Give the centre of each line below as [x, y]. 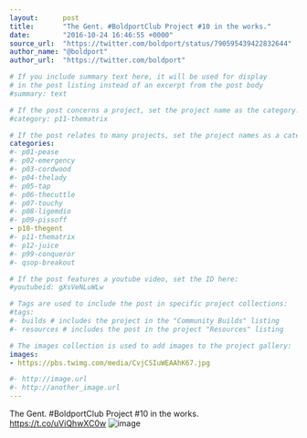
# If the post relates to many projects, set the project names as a [145, 135]
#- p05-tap [30, 186]
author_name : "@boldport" [58, 52]
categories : [32, 144]
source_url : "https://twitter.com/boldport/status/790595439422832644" [151, 43]
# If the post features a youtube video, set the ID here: [124, 279]
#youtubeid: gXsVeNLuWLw [57, 287]
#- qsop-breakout [42, 262]
